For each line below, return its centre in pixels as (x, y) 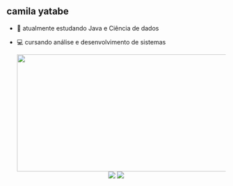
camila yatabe (38, 11)
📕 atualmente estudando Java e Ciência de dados (88, 28)
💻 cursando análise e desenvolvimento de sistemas (91, 42)
